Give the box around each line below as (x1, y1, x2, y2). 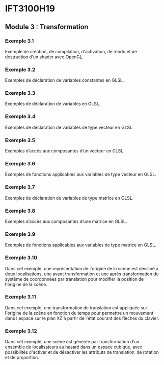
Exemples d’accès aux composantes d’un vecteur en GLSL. (5, 148, 125, 154)
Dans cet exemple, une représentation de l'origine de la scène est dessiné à (5, 265, 159, 271)
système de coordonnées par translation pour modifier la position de (5, 276, 144, 282)
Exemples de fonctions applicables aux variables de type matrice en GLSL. (5, 242, 156, 248)
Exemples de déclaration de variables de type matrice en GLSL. (5, 195, 134, 201)
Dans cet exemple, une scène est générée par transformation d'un (5, 339, 139, 345)
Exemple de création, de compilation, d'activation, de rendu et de (5, 48, 137, 54)
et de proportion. (5, 355, 39, 361)
